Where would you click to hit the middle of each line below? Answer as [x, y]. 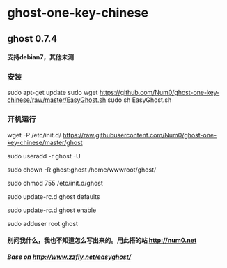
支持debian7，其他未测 [41, 57]
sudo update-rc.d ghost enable [52, 210]
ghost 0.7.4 [32, 39]
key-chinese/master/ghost [45, 142]
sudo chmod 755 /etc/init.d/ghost [55, 183]
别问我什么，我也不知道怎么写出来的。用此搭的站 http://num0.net [102, 240]
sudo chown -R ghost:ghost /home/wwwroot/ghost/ [82, 170]
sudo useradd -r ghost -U [44, 156]
